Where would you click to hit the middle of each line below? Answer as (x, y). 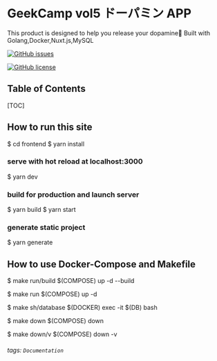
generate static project (46, 228)
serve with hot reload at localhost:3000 (75, 162)
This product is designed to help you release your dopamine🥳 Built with (109, 33)
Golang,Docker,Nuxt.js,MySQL (50, 40)
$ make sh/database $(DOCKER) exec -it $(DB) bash (82, 308)
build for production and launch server (73, 195)
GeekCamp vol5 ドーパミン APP (100, 13)
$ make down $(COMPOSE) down (56, 321)
